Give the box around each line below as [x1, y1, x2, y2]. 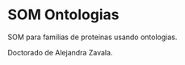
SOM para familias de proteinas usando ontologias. [7, 32, 178, 42]
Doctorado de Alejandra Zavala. [7, 47, 113, 57]
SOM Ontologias [7, 6, 120, 24]
